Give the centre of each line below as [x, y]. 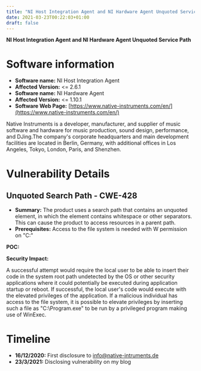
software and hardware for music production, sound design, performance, [98, 130]
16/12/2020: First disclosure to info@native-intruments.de [87, 355]
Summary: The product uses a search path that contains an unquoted [101, 210]
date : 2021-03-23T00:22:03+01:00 [48, 17]
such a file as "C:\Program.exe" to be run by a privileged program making [97, 308]
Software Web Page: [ [42, 106]
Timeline [28, 339]
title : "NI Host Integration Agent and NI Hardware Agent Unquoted [92, 12]
